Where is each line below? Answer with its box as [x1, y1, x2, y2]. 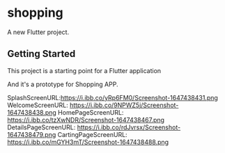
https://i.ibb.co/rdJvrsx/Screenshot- [77, 123, 181, 131]
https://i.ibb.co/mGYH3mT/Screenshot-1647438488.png [7, 138, 169, 146]
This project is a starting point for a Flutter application [7, 66, 162, 74]
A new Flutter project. [7, 28, 70, 36]
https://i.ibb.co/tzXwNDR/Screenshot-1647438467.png [7, 115, 165, 124]
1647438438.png [7, 108, 57, 116]
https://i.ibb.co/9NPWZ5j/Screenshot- [69, 101, 179, 109]
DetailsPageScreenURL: [7, 123, 76, 131]
